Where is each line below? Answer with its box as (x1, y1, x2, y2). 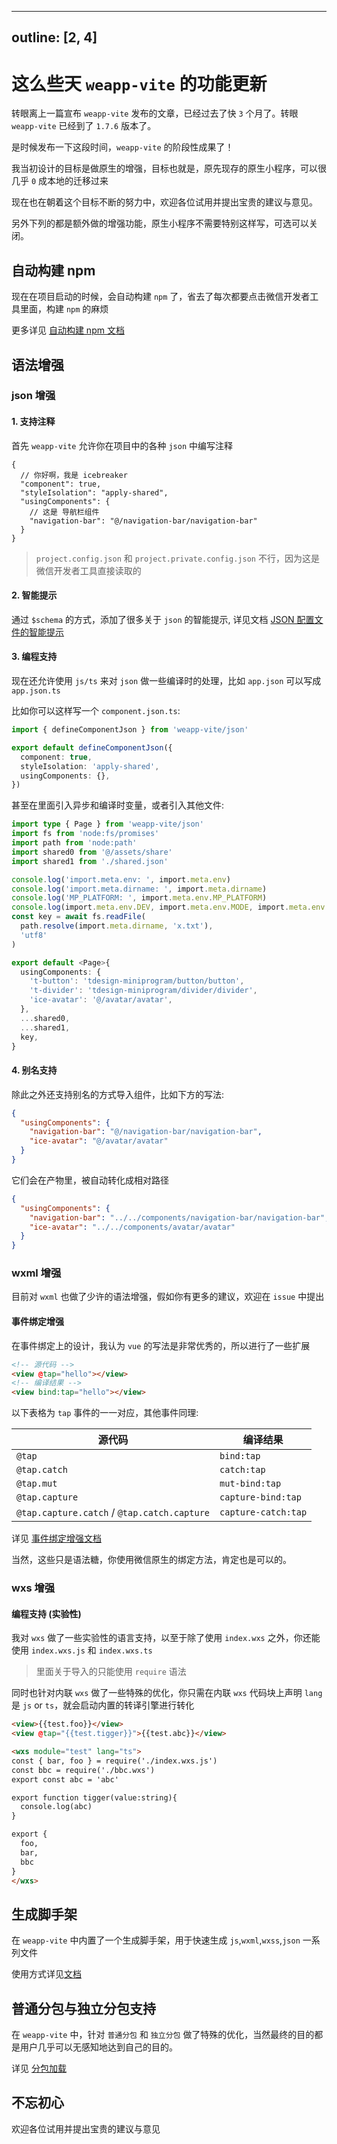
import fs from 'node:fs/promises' (11, 829, 160, 839)
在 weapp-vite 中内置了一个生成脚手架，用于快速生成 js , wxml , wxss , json (11, 1934, 301, 1946)
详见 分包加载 (11, 2062, 67, 2075)
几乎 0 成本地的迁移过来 (11, 175, 109, 187)
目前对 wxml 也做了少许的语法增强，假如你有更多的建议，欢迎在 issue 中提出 (11, 1291, 325, 1303)
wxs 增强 (11, 1581, 56, 1595)
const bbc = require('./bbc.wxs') (11, 1765, 156, 1775)
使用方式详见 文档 (11, 1968, 82, 1980)
